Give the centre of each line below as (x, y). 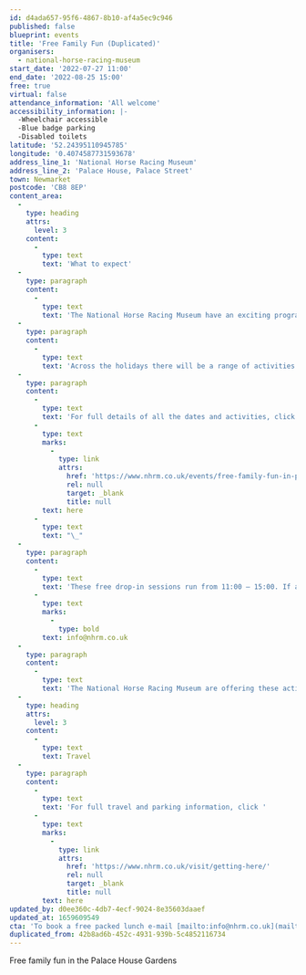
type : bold (79, 629)
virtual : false (38, 94)
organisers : (32, 52)
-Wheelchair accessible (62, 120)
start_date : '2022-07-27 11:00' (71, 69)
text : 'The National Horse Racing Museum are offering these (161, 688)
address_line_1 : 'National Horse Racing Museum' (103, 162)
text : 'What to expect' (87, 264)
